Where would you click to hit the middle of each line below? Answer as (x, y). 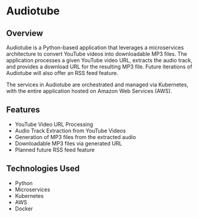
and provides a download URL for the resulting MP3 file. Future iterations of (99, 67)
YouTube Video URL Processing (54, 124)
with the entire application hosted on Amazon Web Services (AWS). (89, 91)
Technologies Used (43, 169)
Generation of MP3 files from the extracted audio (75, 137)
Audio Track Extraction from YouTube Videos (70, 131)
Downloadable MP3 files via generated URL (68, 143)
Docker (24, 209)
